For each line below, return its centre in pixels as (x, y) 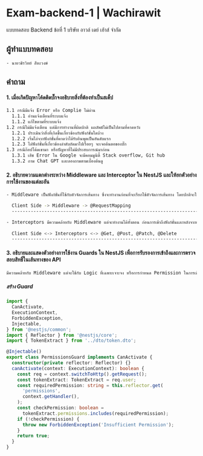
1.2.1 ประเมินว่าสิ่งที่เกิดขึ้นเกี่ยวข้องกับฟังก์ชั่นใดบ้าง (58, 133)
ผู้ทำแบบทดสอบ (30, 49)
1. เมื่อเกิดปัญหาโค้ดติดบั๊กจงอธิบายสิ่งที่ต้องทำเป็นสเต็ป (60, 97)
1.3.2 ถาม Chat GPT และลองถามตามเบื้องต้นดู (57, 161)
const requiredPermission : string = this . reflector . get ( (90, 385)
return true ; (34, 436)
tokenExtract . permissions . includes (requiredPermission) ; (95, 413)
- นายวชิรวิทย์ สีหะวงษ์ (27, 63)
